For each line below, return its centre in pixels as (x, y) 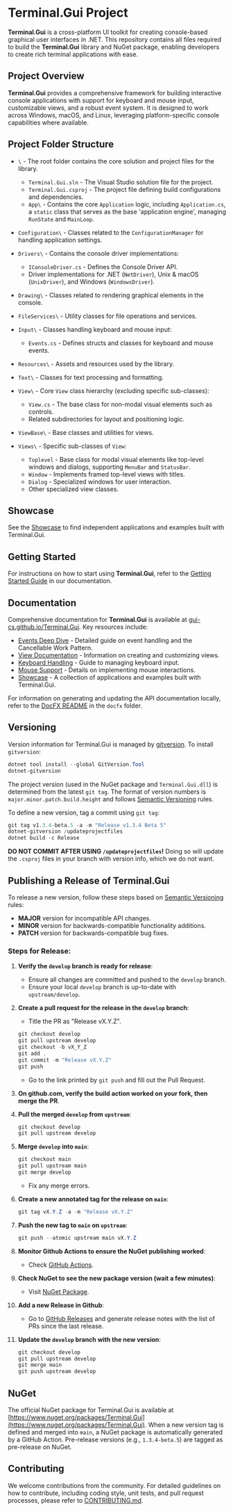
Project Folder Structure (61, 144)
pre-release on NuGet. (40, 1447)
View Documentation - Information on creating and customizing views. (119, 655)
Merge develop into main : (53, 1146)
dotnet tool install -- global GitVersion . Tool (76, 764)
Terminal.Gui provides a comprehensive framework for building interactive (115, 93)
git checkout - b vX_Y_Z (52, 1047)
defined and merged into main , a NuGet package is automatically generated (115, 1432)
